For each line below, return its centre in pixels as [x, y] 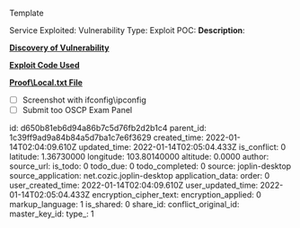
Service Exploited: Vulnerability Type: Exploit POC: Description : [127, 30]
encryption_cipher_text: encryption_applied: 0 [177, 195]
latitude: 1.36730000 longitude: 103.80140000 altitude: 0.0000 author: [139, 157]
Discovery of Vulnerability [59, 48]
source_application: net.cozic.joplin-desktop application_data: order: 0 [140, 176]
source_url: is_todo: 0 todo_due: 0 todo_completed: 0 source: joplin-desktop [150, 166]
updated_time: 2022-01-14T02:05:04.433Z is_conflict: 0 [182, 147]
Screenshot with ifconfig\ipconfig [84, 100]
